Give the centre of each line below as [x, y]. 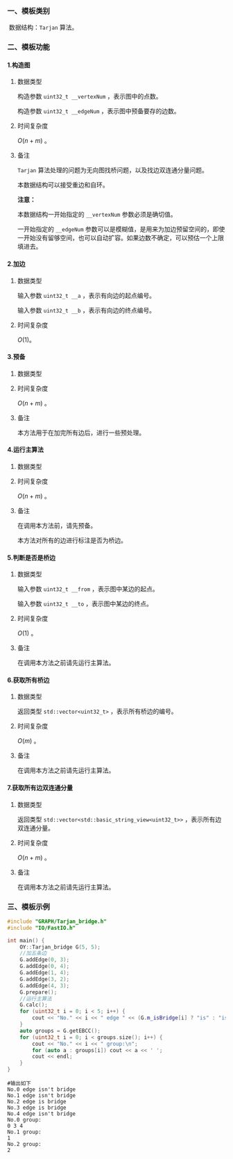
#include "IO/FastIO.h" [42, 928]
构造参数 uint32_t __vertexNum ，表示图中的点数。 [89, 97]
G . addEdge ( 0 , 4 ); [45, 967]
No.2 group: [24, 1144]
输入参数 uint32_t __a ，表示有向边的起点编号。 [86, 295]
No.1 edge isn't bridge [42, 1096]
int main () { [26, 940]
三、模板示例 [29, 906]
